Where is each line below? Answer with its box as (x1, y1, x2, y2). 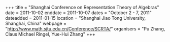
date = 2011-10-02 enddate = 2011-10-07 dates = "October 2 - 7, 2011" (5, 10, 152, 16)
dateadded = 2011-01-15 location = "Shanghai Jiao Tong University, (5, 15, 146, 21)
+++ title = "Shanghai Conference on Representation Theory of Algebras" (5, 5, 159, 10)
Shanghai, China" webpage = (5, 20, 67, 26)
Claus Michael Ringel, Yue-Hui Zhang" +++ (5, 31, 95, 37)
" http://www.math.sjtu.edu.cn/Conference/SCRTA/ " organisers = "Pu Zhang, (5, 26, 165, 32)
